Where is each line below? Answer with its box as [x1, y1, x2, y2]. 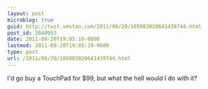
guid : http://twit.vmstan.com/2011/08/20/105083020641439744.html [7, 23, 202, 30]
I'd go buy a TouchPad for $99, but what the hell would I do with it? [7, 74, 198, 82]
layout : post [7, 10, 45, 17]
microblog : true [7, 17, 54, 23]
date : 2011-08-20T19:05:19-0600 [7, 36, 100, 43]
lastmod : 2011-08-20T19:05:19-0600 [7, 42, 110, 49]
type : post [7, 49, 39, 56]
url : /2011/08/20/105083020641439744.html [7, 55, 131, 62]
